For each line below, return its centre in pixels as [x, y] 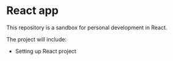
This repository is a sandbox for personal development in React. [87, 27]
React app [33, 11]
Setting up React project [46, 51]
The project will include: [37, 39]
